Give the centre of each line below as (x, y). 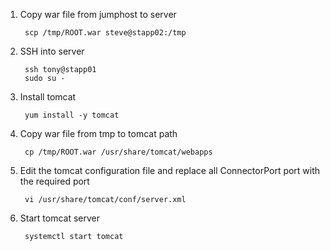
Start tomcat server (59, 218)
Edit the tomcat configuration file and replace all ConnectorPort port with (170, 170)
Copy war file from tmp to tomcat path (98, 133)
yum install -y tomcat (72, 115)
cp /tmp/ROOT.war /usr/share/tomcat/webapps (118, 152)
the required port (54, 181)
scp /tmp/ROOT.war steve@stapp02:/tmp (105, 33)
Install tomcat (48, 97)
